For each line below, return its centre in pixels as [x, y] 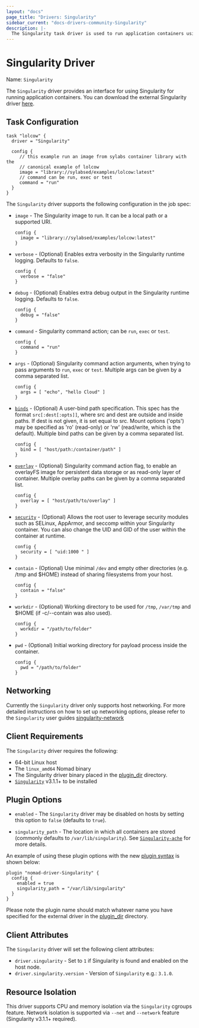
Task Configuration [42, 122]
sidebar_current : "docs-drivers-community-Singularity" [76, 23]
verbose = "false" [43, 276]
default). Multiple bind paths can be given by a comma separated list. [99, 433]
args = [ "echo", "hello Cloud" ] [63, 392]
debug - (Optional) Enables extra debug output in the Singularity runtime [102, 292]
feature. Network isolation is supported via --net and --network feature [93, 1013]
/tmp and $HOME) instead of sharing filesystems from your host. [94, 574]
